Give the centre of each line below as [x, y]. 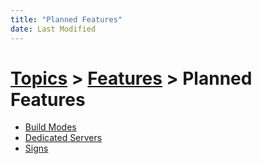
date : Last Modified [53, 29]
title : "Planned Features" [66, 19]
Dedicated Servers [63, 138]
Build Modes [50, 127]
